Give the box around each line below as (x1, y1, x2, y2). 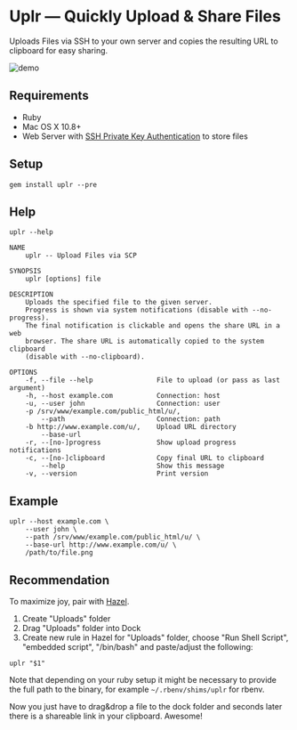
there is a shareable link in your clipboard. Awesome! (9, 710, 203, 721)
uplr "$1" (9, 659, 46, 668)
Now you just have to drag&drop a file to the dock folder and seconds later (9, 702, 283, 711)
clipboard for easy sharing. (9, 45, 108, 55)
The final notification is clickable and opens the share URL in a (25, 321, 280, 330)
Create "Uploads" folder (21, 613, 111, 624)
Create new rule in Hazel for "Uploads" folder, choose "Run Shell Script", (21, 632, 289, 643)
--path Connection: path (41, 415, 221, 424)
